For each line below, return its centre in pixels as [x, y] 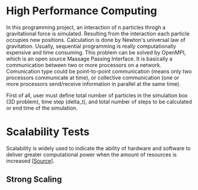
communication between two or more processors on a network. [84, 65]
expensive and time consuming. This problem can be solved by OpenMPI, [96, 52]
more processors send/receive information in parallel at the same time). [93, 83]
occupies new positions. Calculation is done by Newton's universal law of [96, 40]
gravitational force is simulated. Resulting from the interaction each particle [98, 33]
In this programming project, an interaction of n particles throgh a [86, 27]
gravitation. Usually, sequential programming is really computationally [91, 46]
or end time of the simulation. [42, 108]
